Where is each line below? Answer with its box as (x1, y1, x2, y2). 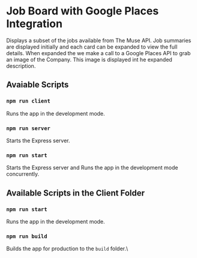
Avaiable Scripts (6, 80, 69, 90)
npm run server (6, 125, 51, 131)
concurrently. (6, 170, 40, 178)
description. (6, 62, 36, 70)
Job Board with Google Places (6, 4, 159, 18)
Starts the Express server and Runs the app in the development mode (6, 164, 178, 172)
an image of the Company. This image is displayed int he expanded (6, 56, 172, 63)
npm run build (6, 233, 47, 239)
